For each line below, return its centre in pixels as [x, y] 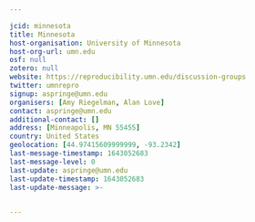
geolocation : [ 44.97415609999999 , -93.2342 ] [95, 145]
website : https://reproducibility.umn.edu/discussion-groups [128, 77]
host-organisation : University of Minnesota [95, 43]
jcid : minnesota [40, 26]
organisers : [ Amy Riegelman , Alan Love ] [87, 102]
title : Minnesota [42, 34]
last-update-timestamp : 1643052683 [77, 179]
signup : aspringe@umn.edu [58, 94]
